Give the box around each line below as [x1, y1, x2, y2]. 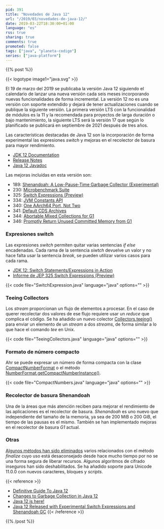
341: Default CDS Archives [12, 208, 67, 214]
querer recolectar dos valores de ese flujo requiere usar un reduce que [5, 310, 150, 316]
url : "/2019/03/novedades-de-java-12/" [5, 16, 88, 21]
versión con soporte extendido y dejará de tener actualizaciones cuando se [5, 102, 159, 108]
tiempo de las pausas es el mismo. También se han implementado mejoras [5, 419, 157, 425]
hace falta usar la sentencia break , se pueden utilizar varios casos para [5, 252, 151, 258]
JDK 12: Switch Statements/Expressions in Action [12, 267, 113, 273]
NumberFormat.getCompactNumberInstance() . [5, 370, 101, 376]
